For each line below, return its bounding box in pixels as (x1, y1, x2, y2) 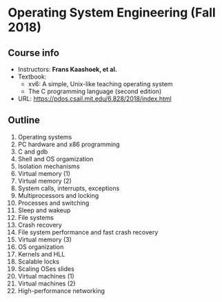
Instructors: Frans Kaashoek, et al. (17, 66, 118, 73)
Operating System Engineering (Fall (8, 5, 216, 21)
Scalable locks (17, 257, 59, 265)
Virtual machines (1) (17, 272, 74, 280)
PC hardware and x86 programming (17, 140, 120, 148)
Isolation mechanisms (17, 162, 80, 170)
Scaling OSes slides (17, 264, 74, 273)
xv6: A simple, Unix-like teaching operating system (28, 80, 173, 88)
